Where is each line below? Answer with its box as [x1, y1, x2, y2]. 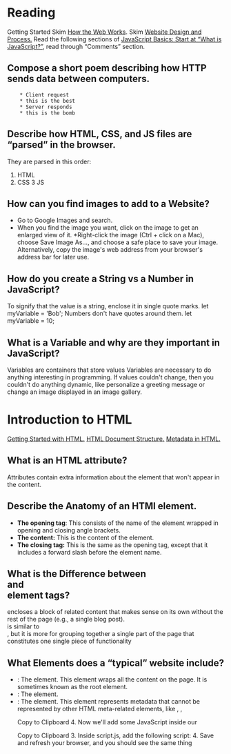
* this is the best [19, 97, 76, 104]
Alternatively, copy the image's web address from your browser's [17, 246, 203, 254]
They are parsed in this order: [7, 157, 92, 166]
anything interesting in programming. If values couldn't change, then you [7, 373, 214, 381]
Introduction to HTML [7, 412, 132, 428]
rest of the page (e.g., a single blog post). [7, 615, 125, 624]
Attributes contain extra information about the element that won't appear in [7, 473, 220, 481]
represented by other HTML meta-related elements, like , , [17, 705, 183, 713]
